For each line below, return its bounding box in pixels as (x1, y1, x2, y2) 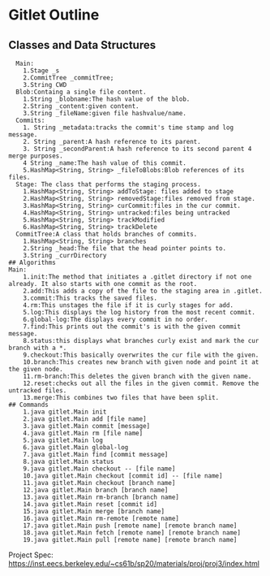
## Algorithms (8, 258, 57, 266)
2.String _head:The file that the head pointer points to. (23, 245, 227, 253)
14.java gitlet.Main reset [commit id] (23, 500, 158, 509)
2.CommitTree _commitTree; (23, 74, 114, 82)
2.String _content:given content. (23, 102, 139, 110)
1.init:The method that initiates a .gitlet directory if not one (23, 273, 252, 281)
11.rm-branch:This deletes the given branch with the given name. (23, 372, 252, 380)
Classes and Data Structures (8, 38, 156, 52)
